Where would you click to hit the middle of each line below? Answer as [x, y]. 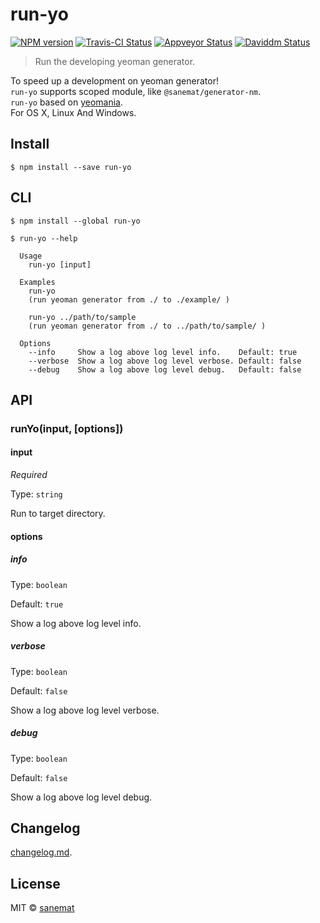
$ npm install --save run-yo [71, 167]
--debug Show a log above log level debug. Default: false [165, 369]
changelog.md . [41, 852]
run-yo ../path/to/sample [82, 317]
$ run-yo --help [44, 238]
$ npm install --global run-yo [75, 221]
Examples [37, 282]
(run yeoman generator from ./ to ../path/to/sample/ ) [147, 326]
